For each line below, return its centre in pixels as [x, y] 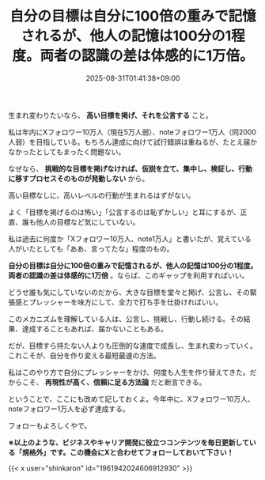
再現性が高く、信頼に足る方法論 [97, 382]
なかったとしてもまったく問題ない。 [67, 152]
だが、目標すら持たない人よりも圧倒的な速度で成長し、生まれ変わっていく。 [132, 346]
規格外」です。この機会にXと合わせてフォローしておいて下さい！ [128, 452]
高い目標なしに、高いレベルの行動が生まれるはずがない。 [102, 195]
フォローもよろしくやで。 [50, 425]
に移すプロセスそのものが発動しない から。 [78, 178]
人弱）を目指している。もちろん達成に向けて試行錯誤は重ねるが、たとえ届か [133, 142]
